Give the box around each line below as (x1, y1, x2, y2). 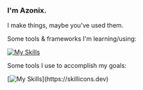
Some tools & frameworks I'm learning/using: (7, 35, 137, 43)
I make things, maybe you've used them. (7, 21, 124, 30)
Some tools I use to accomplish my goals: (7, 62, 127, 70)
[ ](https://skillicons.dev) (7, 75, 109, 83)
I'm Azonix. (7, 6, 47, 15)
